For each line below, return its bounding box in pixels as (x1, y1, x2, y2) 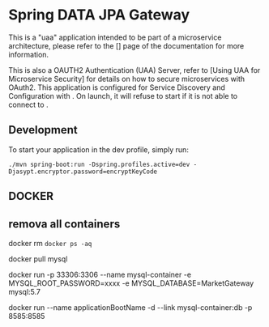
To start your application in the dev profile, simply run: (8, 144, 189, 155)
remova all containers (8, 217, 121, 231)
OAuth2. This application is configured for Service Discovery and (8, 83, 225, 92)
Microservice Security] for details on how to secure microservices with (8, 74, 246, 83)
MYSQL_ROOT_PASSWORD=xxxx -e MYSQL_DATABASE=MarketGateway (8, 278, 254, 288)
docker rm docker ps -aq (8, 238, 92, 248)
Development (8, 123, 79, 137)
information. (8, 49, 49, 59)
